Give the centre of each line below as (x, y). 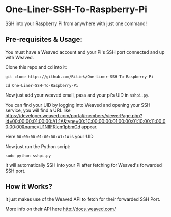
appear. (89, 127)
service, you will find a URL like (38, 110)
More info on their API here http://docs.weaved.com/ (61, 209)
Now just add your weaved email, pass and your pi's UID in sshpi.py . (77, 95)
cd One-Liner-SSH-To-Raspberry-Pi (42, 85)
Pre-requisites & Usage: (44, 40)
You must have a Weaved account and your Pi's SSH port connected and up (85, 52)
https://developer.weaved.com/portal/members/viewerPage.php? (74, 115)
